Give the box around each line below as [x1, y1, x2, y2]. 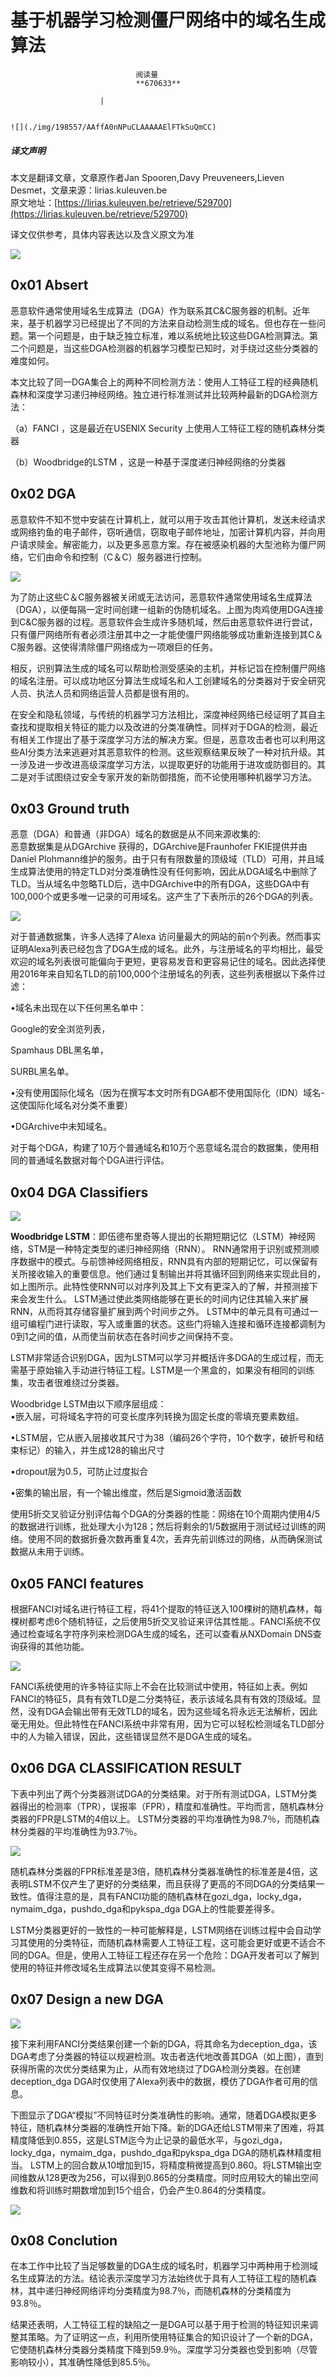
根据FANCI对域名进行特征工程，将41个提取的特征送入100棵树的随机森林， [10, 1602, 315, 1615]
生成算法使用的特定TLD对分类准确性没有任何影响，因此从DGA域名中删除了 [10, 866, 318, 878]
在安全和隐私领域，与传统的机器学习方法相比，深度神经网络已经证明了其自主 [10, 708, 326, 720]
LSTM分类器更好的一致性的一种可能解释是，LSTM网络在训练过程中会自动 [10, 1924, 313, 1936]
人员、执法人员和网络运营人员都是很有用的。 [10, 687, 195, 699]
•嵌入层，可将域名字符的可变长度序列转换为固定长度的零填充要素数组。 [10, 1411, 305, 1423]
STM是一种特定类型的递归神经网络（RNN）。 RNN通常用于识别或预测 [27, 1243, 311, 1255]
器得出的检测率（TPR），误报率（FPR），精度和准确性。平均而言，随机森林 [10, 1800, 316, 1812]
